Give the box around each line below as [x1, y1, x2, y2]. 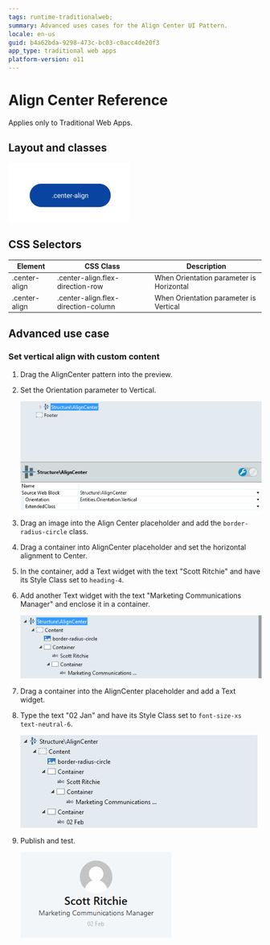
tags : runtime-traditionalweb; [8, 13, 113, 21]
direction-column [56, 301, 116, 311]
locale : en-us [8, 30, 56, 38]
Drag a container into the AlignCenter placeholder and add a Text [19, 686, 236, 696]
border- [223, 520, 249, 528]
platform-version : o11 [8, 56, 84, 64]
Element [17, 262, 46, 271]
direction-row [56, 282, 104, 292]
